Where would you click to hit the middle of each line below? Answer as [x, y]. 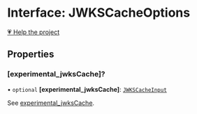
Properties [31, 55]
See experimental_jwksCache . [51, 103]
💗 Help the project [34, 32]
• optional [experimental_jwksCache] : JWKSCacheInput [87, 89]
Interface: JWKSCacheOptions [99, 13]
